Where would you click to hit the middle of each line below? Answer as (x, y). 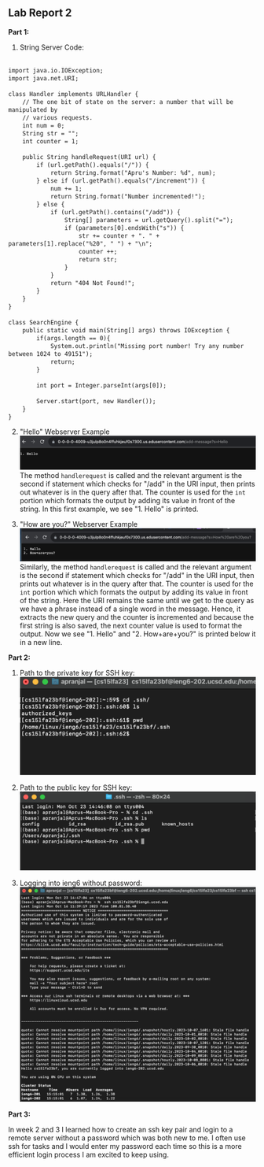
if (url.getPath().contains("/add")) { (115, 212)
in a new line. (41, 643)
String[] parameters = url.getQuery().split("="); (149, 220)
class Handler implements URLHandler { (73, 94)
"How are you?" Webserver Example (79, 524)
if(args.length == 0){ (73, 338)
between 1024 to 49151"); (50, 354)
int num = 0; (44, 125)
